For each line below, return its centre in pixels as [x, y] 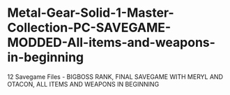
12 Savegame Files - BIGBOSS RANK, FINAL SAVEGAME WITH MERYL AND [115, 76]
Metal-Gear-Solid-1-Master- [91, 13]
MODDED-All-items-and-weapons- [112, 43]
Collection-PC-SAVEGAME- [89, 28]
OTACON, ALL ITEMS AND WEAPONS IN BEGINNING [83, 84]
